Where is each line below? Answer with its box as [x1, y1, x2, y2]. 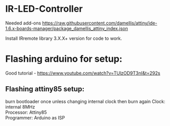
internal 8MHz [5, 104, 35, 110]
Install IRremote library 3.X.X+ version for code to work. [5, 35, 123, 41]
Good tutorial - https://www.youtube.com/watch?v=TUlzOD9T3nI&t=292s [5, 70, 161, 76]
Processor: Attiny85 [5, 109, 47, 115]
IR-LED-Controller [5, 3, 83, 15]
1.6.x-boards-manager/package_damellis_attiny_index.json [5, 25, 128, 31]
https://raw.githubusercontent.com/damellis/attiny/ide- [42, 20, 157, 26]
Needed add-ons [5, 20, 41, 26]
